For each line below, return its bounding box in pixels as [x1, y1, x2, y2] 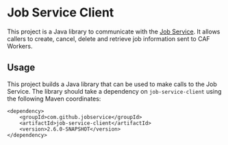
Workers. [7, 42, 33, 50]
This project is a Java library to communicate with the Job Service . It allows [7, 27, 220, 36]
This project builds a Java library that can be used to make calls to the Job [7, 80, 218, 88]
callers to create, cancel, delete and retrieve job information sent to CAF [7, 34, 210, 42]
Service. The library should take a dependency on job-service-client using [7, 87, 222, 95]
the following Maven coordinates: [7, 94, 101, 103]
